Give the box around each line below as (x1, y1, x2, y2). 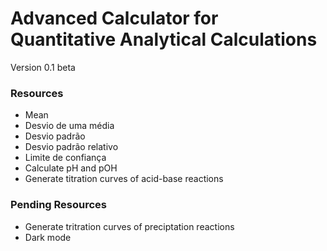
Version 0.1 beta (10, 61, 76, 73)
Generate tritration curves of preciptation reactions (24, 220, 235, 232)
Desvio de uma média (24, 120, 115, 132)
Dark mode (24, 231, 72, 243)
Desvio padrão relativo (24, 141, 119, 153)
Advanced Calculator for (10, 7, 219, 30)
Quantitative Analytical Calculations (10, 28, 318, 51)
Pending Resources (10, 198, 107, 212)
